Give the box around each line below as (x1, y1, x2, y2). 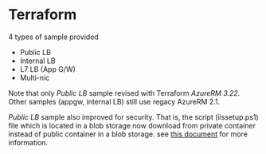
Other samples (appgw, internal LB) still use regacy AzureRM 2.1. (8, 97, 221, 106)
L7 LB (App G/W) (19, 64, 76, 73)
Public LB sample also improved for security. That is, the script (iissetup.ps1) (8, 112, 259, 121)
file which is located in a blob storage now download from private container (8, 120, 256, 130)
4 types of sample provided (8, 32, 100, 41)
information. (8, 137, 49, 147)
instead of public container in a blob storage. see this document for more (8, 129, 248, 139)
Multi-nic (19, 73, 50, 82)
